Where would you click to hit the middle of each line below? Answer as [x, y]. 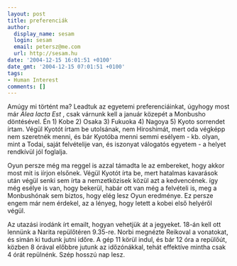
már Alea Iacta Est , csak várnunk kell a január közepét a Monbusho [106, 114]
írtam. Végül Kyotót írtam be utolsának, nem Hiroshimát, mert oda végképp [116, 129]
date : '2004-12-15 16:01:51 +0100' [60, 60]
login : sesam [33, 40]
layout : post [27, 14]
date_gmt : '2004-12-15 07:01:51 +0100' [66, 67]
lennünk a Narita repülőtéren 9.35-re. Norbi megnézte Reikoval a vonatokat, [118, 232]
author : [19, 27]
